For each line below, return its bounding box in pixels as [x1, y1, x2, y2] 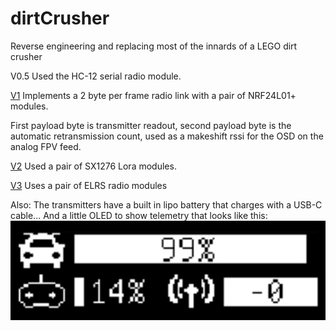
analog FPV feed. [10, 140, 82, 152]
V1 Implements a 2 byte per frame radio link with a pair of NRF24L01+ [10, 89, 297, 101]
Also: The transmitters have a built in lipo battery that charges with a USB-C [10, 198, 323, 211]
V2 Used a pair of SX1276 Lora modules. [10, 160, 177, 172]
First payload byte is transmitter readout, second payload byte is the [10, 119, 292, 131]
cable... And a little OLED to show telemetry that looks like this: [10, 209, 268, 221]
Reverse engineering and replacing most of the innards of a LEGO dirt [10, 40, 298, 52]
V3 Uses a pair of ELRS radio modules [10, 179, 168, 191]
